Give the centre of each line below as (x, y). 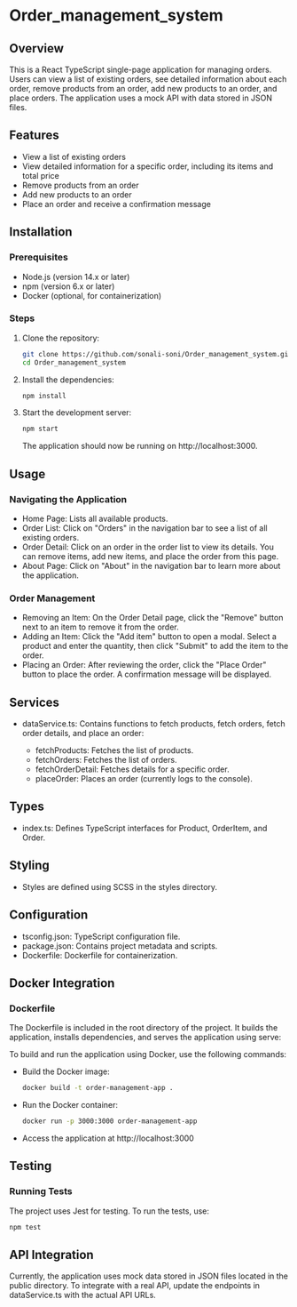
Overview (37, 48)
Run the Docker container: (70, 1105)
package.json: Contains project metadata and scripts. (120, 946)
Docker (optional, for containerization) (92, 295)
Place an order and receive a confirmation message (116, 204)
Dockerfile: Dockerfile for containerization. (100, 955)
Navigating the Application (68, 499)
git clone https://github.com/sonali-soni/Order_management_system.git (157, 354)
